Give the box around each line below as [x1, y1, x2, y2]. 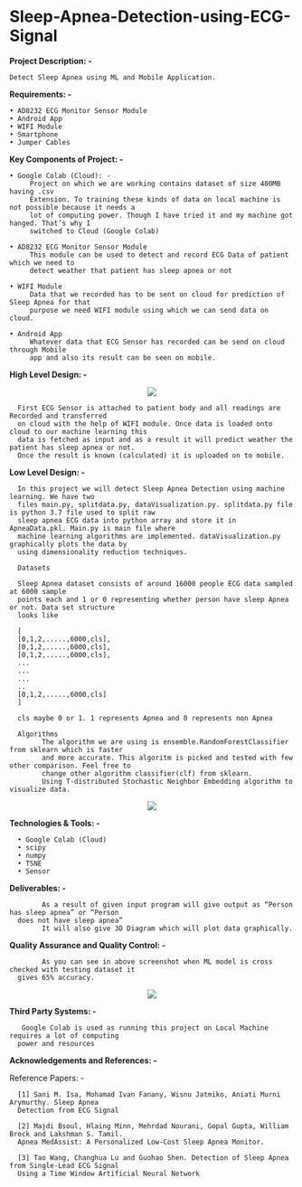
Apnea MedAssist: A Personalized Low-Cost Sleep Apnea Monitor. [17, 1137, 265, 1146]
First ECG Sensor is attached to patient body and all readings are [17, 403, 281, 412]
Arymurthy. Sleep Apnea [9, 1098, 99, 1107]
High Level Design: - [9, 369, 88, 380]
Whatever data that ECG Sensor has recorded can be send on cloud [29, 337, 285, 346]
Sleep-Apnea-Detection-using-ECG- [9, 6, 291, 27]
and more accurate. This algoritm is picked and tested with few [42, 753, 294, 762]
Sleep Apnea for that [9, 297, 91, 306]
